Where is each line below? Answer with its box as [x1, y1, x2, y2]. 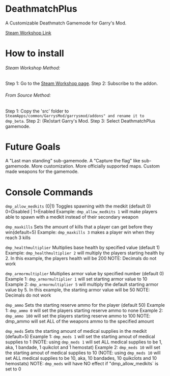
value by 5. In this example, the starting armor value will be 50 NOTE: [5, 287, 150, 293]
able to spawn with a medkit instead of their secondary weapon [5, 214, 139, 220]
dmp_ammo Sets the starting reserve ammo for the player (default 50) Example [5, 302, 165, 308]
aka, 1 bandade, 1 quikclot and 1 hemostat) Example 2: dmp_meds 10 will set [5, 344, 160, 351]
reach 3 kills [5, 235, 31, 241]
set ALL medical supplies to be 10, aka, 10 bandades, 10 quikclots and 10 [5, 355, 157, 361]
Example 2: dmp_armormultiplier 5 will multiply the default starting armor [5, 281, 159, 287]
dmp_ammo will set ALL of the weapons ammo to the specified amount [5, 319, 154, 325]
